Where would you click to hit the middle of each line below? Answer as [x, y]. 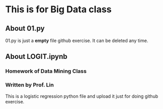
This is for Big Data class [59, 9]
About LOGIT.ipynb [36, 57]
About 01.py [25, 28]
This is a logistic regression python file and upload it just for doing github [82, 96]
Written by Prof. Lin [30, 85]
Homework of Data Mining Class [46, 71]
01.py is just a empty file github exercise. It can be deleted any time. [77, 40]
